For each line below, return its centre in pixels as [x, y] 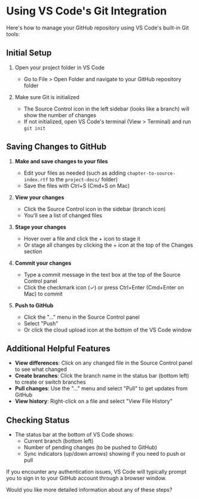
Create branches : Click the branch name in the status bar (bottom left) [102, 376]
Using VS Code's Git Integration [87, 11]
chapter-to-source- [151, 173]
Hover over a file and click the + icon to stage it [82, 238]
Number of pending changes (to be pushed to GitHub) [90, 447]
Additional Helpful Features [58, 349]
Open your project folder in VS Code [60, 67]
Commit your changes [43, 263]
